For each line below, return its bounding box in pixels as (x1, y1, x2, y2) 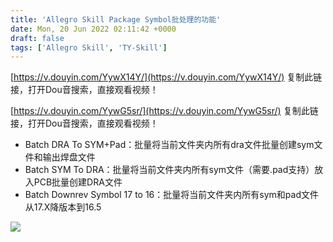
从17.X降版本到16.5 (24, 201, 102, 213)
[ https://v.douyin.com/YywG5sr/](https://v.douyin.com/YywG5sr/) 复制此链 (10, 105, 319, 117)
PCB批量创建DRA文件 (33, 176, 123, 188)
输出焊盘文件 (42, 151, 96, 163)
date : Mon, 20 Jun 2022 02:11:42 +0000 (10, 24, 177, 34)
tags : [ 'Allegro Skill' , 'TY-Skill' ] (10, 42, 168, 53)
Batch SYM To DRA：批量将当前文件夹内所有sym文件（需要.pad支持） (24, 164, 315, 176)
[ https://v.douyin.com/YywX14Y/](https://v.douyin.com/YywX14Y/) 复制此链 (10, 71, 323, 83)
